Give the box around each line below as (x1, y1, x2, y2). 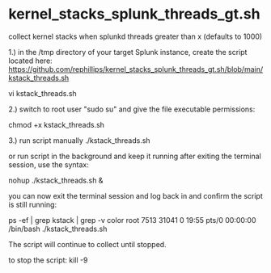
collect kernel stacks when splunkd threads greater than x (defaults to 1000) (8, 31, 263, 41)
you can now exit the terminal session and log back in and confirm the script (8, 191, 263, 200)
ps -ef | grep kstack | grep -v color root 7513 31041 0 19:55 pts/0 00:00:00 (8, 215, 256, 225)
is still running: (8, 199, 57, 209)
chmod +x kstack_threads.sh (8, 120, 105, 129)
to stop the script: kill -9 (8, 255, 88, 265)
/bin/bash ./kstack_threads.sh (8, 224, 108, 233)
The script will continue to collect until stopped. (8, 239, 167, 249)
